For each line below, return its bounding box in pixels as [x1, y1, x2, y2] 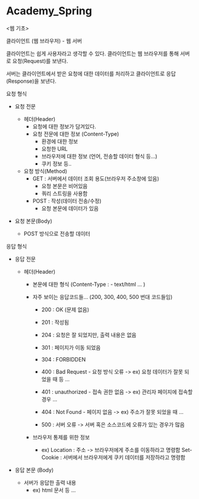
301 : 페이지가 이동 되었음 [41, 344, 101, 351]
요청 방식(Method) [23, 167, 67, 174]
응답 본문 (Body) [14, 466, 54, 473]
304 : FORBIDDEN [41, 355, 86, 363]
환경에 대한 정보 [41, 138, 78, 145]
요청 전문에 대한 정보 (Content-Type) [32, 130, 119, 138]
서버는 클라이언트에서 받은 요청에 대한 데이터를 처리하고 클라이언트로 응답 [6, 70, 176, 77]
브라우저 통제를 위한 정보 [32, 433, 90, 441]
